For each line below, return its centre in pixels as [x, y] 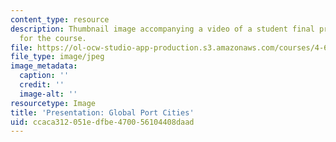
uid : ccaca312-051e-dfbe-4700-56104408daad [102, 122]
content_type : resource [60, 19]
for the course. [53, 38]
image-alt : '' [48, 94]
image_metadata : [44, 66]
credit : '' [42, 85]
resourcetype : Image [53, 103]
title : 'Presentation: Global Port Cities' [102, 112]
